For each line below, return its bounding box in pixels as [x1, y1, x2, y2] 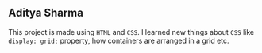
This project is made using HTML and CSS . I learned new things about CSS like [8, 27, 255, 36]
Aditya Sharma [8, 6, 83, 20]
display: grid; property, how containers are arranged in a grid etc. [8, 36, 229, 45]
